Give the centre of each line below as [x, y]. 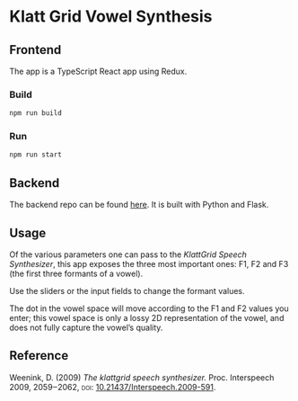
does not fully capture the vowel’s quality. [86, 327]
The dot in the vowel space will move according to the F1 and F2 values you [149, 308]
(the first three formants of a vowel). [76, 273]
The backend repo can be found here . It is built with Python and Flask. [139, 205]
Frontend [35, 50]
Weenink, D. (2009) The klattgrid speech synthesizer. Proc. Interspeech [142, 377]
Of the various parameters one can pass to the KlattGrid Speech [128, 254]
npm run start [36, 155]
